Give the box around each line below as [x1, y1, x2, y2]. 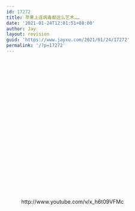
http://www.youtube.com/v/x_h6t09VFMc [21, 198, 124, 205]
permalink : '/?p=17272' [6, 43, 66, 49]
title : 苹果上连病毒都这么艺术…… [6, 14, 80, 20]
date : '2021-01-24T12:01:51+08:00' [6, 20, 95, 26]
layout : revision [6, 31, 50, 37]
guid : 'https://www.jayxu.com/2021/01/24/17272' [6, 37, 130, 43]
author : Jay [6, 25, 36, 32]
